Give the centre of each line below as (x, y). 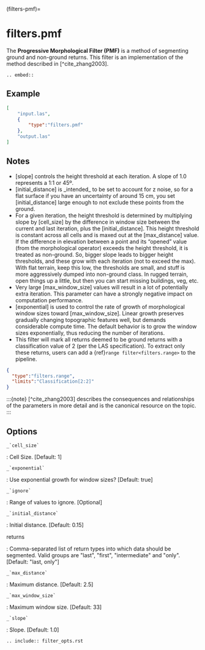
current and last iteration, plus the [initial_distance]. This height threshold (107, 228)
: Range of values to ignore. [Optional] (54, 502)
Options (22, 432)
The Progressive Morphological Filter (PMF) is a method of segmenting (97, 50)
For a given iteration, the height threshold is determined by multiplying (104, 215)
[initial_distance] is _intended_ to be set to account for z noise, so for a (104, 189)
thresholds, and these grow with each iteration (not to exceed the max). (105, 261)
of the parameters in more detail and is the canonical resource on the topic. (101, 405)
